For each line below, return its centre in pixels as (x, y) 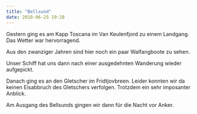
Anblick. (16, 93)
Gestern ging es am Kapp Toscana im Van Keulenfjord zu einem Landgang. (98, 34)
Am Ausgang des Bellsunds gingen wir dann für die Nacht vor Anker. (90, 105)
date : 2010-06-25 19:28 (36, 17)
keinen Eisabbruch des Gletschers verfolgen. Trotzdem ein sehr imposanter (99, 87)
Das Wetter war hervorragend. (43, 40)
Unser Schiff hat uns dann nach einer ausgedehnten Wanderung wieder (94, 63)
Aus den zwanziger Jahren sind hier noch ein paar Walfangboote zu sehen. (98, 51)
